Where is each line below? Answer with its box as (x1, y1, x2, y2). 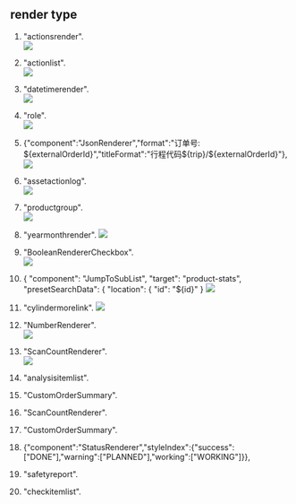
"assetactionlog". (22, 175, 88, 187)
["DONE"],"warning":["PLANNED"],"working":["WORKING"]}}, (22, 451, 251, 462)
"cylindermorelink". (22, 302, 95, 313)
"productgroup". (22, 202, 83, 213)
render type (10, 7, 78, 22)
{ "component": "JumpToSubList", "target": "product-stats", (22, 273, 242, 283)
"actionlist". (22, 57, 66, 68)
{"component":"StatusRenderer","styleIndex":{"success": (22, 441, 235, 452)
